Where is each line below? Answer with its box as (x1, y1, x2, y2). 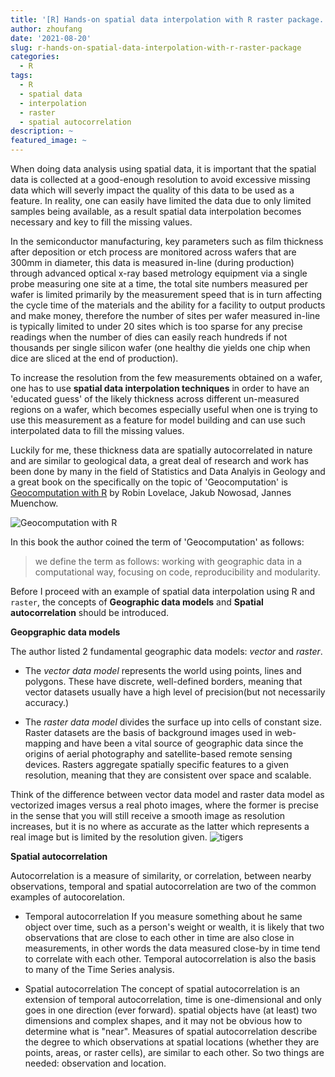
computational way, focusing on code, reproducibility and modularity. (34, 566, 321, 578)
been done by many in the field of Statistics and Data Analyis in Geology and (10, 466, 326, 477)
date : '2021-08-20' (10, 33, 92, 43)
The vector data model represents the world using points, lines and (24, 665, 302, 676)
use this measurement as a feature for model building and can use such (10, 414, 306, 426)
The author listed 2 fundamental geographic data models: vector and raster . (10, 646, 323, 657)
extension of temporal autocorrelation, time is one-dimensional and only (24, 994, 322, 1005)
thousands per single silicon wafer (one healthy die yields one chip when (10, 342, 311, 353)
